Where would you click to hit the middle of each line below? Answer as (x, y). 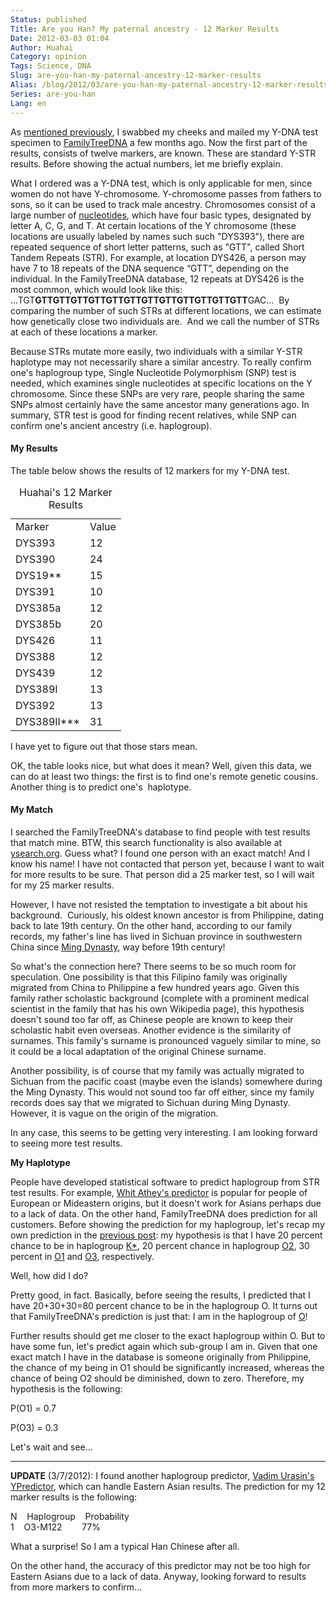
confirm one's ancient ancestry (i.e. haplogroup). (111, 425)
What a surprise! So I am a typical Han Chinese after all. (125, 1546)
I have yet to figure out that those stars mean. (104, 746)
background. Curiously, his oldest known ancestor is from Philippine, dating (167, 915)
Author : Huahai (42, 47)
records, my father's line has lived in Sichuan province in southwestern (156, 936)
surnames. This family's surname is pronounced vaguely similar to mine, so (166, 1040)
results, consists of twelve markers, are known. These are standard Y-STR (163, 153)
